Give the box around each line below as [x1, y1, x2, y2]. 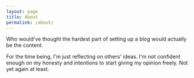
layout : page [6, 8, 38, 15]
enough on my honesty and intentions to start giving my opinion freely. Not [6, 59, 188, 66]
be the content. [6, 42, 43, 49]
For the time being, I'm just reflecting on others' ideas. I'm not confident [6, 53, 181, 60]
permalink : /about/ [6, 19, 54, 25]
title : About [6, 14, 38, 20]
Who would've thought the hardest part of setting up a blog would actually [6, 36, 187, 43]
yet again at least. [6, 66, 50, 73]
